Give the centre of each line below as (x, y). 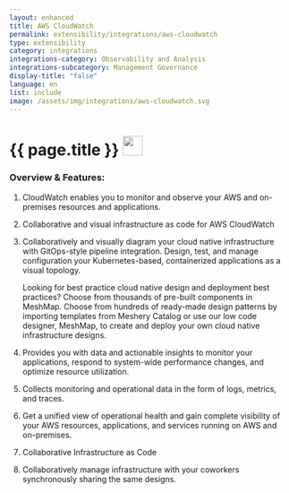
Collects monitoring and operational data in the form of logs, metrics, (149, 389)
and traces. (43, 398)
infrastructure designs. (64, 335)
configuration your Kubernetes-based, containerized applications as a (151, 260)
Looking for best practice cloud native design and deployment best (146, 287)
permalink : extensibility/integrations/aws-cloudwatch (114, 34)
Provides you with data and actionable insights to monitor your (137, 352)
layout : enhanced (42, 17)
